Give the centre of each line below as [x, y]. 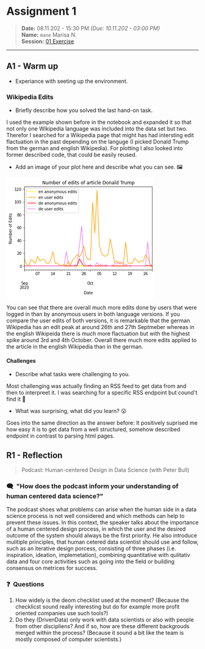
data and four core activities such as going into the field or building [91, 561]
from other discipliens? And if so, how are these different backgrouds [102, 626]
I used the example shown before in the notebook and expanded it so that [99, 122]
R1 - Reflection [34, 455]
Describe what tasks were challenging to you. [72, 374]
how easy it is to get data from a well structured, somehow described [93, 430]
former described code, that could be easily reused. [72, 155]
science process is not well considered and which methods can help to [95, 516]
